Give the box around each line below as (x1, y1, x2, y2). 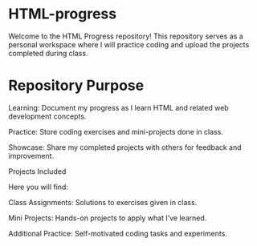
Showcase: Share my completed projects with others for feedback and (8, 142, 243, 152)
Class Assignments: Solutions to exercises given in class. (8, 197, 198, 207)
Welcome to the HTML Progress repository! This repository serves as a (8, 31, 243, 41)
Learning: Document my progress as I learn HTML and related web (8, 103, 229, 112)
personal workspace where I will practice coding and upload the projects (8, 39, 250, 49)
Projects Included (8, 166, 67, 176)
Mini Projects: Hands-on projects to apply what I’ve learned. (8, 213, 207, 223)
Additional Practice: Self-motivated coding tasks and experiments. (8, 228, 227, 238)
